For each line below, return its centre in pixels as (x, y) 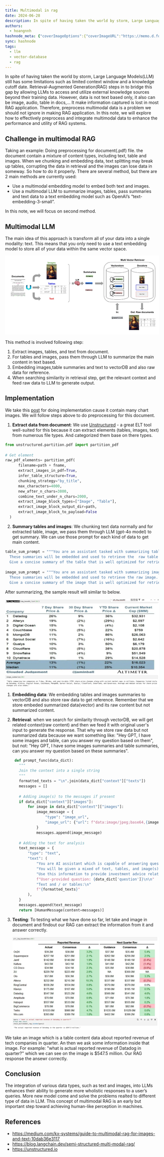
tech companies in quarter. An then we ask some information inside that (77, 1043)
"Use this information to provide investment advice (91, 874)
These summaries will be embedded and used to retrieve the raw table (84, 557)
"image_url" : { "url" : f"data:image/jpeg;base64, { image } (103, 822)
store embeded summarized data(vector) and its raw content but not (81, 705)
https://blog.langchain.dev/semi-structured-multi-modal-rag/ (73, 1144)
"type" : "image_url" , (67, 817)
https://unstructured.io (35, 1149)
